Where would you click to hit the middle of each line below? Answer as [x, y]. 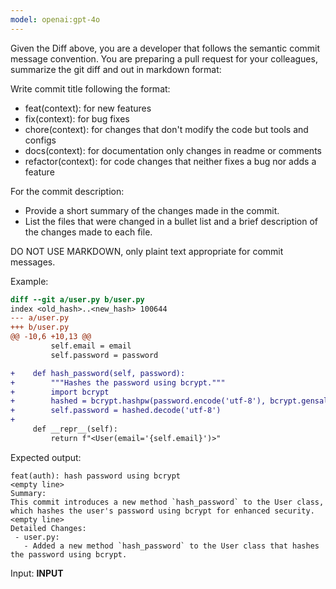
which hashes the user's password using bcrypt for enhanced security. [162, 511]
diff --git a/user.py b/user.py [77, 299]
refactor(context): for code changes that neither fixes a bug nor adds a [170, 161]
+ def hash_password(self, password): [98, 373]
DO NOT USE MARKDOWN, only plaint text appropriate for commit [147, 251]
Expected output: [46, 457]
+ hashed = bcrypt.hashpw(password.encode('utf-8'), [138, 401]
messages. [33, 262]
